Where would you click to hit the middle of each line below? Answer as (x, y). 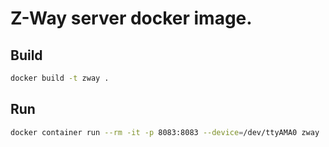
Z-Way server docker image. (131, 18)
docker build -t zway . (60, 78)
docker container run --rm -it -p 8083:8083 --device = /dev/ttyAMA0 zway (165, 132)
